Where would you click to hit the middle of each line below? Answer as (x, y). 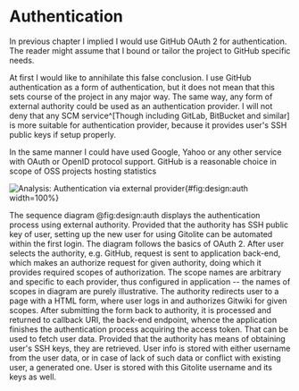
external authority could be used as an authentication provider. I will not (141, 106)
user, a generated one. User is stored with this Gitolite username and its (141, 367)
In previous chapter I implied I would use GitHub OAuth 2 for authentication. (148, 41)
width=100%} (34, 198)
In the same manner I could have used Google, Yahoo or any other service (145, 152)
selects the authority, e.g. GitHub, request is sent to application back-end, (145, 253)
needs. (22, 60)
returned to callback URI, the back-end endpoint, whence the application (143, 319)
